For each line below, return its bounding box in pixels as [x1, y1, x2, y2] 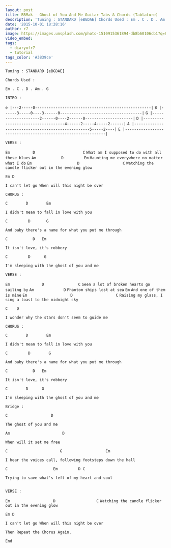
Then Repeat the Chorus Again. [5, 530, 72, 535]
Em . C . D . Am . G [5, 86, 49, 92]
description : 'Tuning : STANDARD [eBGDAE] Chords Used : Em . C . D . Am [5, 17, 165, 22]
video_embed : [5, 36, 33, 41]
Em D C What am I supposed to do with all [5, 150, 162, 155]
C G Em [5, 449, 110, 454]
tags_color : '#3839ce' [5, 54, 53, 60]
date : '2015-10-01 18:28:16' [5, 21, 67, 27]
